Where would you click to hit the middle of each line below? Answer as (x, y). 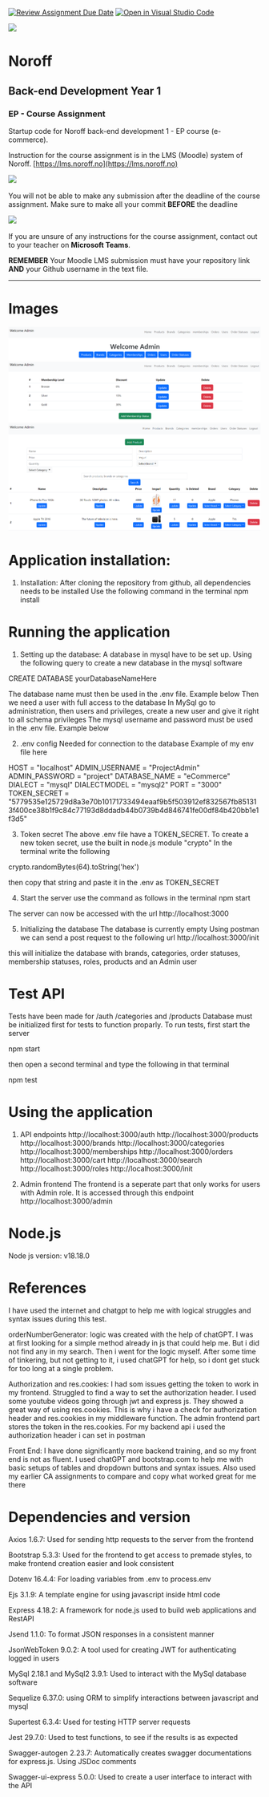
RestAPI (21, 1618)
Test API (37, 994)
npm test (23, 1079)
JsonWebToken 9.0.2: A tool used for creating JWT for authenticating (122, 1649)
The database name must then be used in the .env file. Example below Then (133, 694)
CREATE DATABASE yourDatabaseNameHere (83, 678)
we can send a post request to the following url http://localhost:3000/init (139, 937)
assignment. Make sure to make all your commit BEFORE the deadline (123, 204)
